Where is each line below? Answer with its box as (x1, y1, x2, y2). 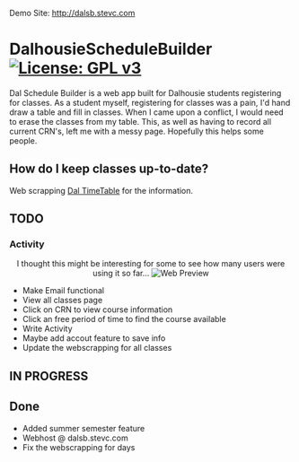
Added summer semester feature (22, 423, 145, 433)
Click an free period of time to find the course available (22, 314, 226, 325)
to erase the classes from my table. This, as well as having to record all (9, 116, 272, 126)
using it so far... (92, 268, 150, 279)
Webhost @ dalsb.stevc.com (22, 432, 128, 443)
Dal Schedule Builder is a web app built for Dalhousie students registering (9, 87, 282, 98)
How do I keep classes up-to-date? (9, 161, 209, 177)
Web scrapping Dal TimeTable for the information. (9, 185, 194, 196)
